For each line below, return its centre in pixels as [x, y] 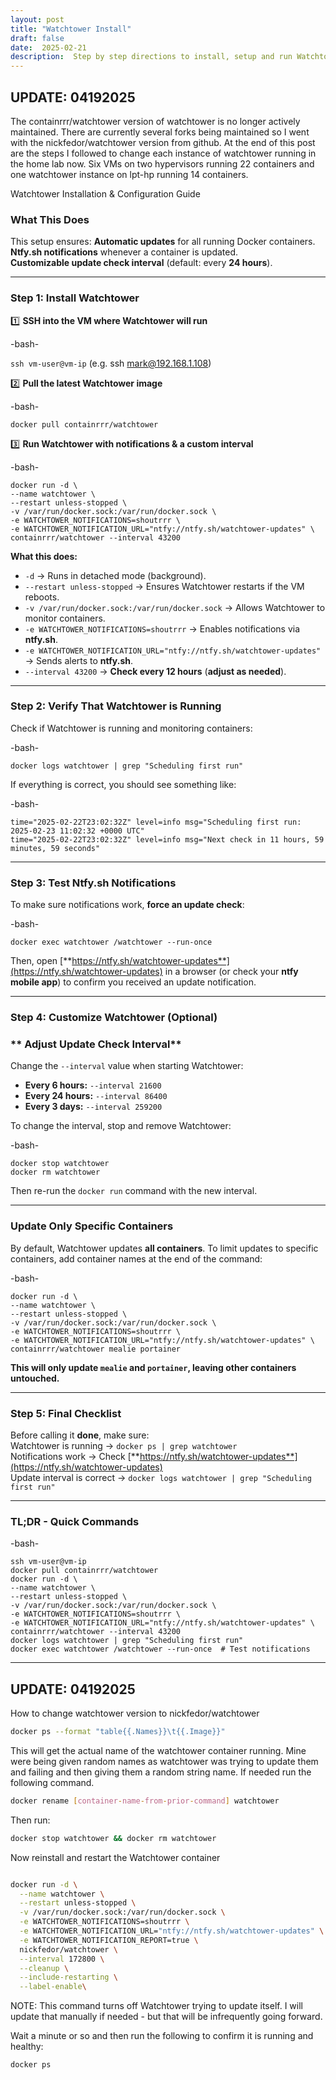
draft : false [37, 38]
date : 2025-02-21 [48, 47]
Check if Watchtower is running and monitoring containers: [131, 728]
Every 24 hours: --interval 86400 [96, 1096]
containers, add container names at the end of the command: [136, 1258]
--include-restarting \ [68, 1977]
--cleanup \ [44, 1968]
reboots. [42, 597]
